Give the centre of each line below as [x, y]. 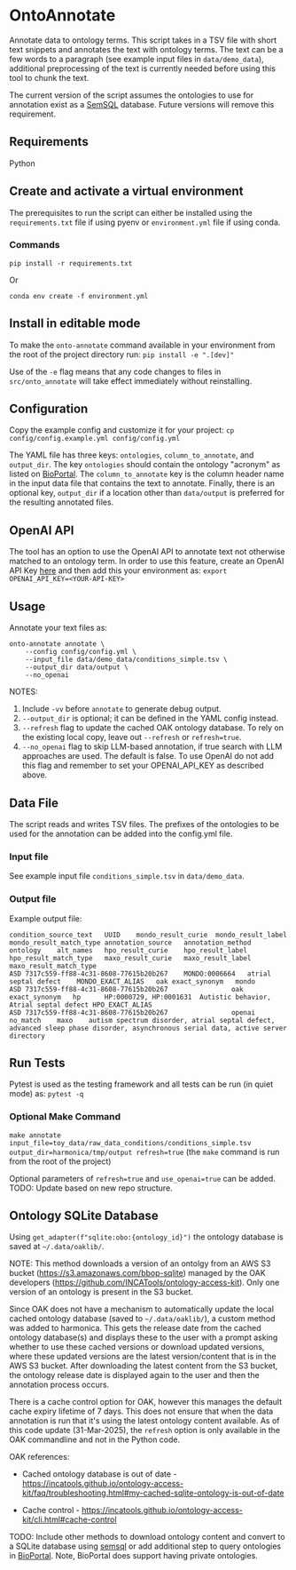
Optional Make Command [65, 1117]
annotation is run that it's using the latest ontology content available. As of [145, 1421]
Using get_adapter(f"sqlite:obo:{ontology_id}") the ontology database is [146, 1237]
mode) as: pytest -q [47, 1094]
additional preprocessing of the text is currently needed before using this [143, 68]
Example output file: [46, 918]
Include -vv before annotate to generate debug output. [121, 709]
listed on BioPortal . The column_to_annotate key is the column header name [147, 474]
